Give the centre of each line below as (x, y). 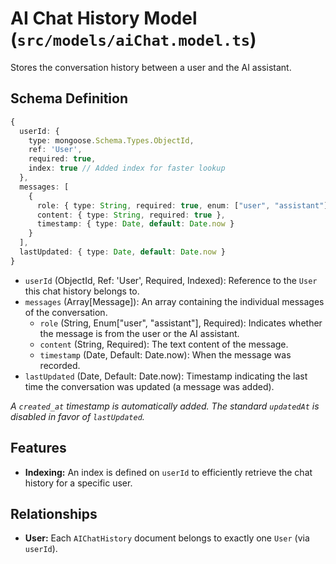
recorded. (60, 365)
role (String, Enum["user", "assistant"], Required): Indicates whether (181, 323)
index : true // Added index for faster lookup (127, 168)
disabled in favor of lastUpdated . (77, 416)
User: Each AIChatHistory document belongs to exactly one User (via (167, 538)
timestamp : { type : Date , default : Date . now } (135, 224)
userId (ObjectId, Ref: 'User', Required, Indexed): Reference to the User (171, 280)
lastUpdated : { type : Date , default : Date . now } (122, 252)
